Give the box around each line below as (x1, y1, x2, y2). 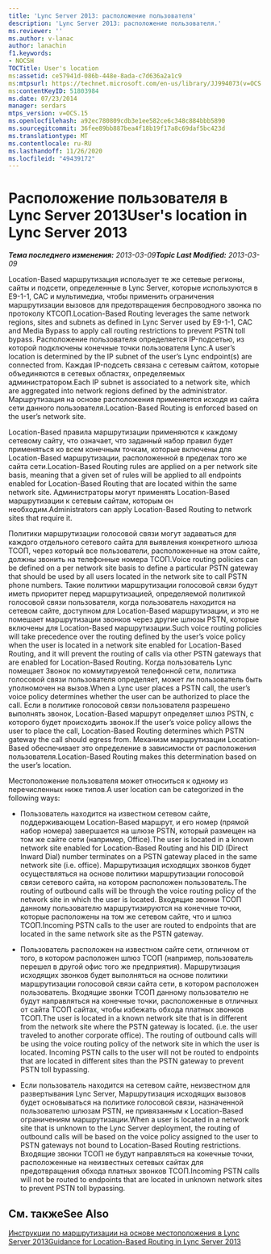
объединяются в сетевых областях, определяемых (8, 369, 186, 379)
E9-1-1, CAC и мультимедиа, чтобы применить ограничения (8, 291, 215, 301)
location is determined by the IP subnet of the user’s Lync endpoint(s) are (8, 352, 252, 362)
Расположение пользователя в (8, 189, 228, 208)
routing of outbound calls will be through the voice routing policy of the (19, 886, 256, 896)
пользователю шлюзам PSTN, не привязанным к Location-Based (19, 1106, 244, 1116)
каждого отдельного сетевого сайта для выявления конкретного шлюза (8, 538, 258, 547)
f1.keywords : (8, 49, 52, 57)
